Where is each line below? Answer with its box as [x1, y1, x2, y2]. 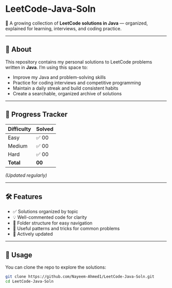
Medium [8, 142, 28, 149]
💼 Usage [5, 251, 32, 259]
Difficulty [8, 125, 32, 132]
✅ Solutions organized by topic [12, 209, 78, 215]
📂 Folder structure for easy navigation [12, 220, 93, 226]
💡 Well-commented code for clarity [12, 214, 87, 220]
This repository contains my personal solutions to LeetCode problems [5, 58, 153, 65]
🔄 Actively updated [12, 231, 53, 237]
